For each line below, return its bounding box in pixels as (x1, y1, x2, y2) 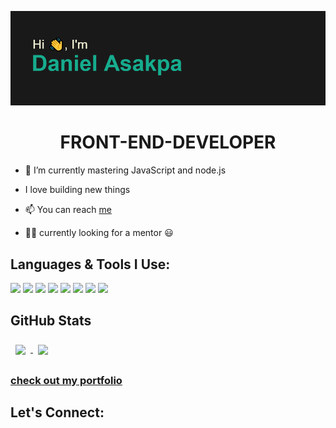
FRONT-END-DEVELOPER (59, 131, 277, 154)
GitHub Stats (10, 312, 92, 330)
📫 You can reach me (24, 204, 112, 216)
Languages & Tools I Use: (10, 256, 171, 273)
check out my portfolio (10, 373, 123, 387)
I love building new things (24, 184, 131, 196)
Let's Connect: (10, 404, 105, 421)
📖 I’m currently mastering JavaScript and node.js (24, 164, 227, 176)
